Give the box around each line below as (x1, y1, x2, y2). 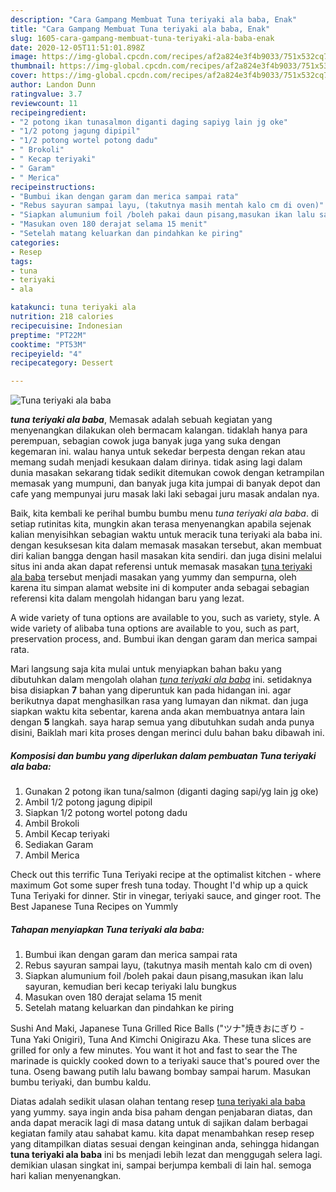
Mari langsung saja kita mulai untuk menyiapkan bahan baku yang (10, 663, 282, 675)
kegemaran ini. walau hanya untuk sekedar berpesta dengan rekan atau (10, 446, 306, 458)
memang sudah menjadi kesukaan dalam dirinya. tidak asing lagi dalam (10, 456, 303, 468)
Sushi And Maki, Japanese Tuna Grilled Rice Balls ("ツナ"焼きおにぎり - (10, 1022, 305, 1035)
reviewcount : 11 (10, 98, 78, 108)
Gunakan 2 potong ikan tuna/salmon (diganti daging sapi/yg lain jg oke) (24, 786, 319, 798)
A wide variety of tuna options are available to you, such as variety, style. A (10, 612, 320, 624)
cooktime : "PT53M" (10, 339, 87, 350)
